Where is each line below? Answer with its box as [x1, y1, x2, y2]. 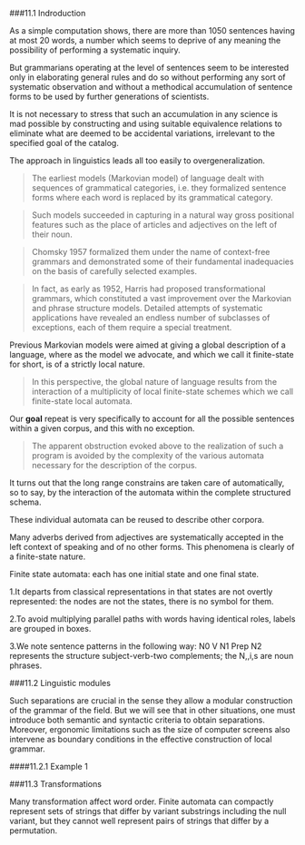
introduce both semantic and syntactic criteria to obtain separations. [9, 714, 265, 725]
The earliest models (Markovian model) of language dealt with [31, 172, 265, 183]
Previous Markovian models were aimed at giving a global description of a [9, 339, 286, 350]
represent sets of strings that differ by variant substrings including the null [9, 806, 287, 816]
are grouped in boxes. [9, 624, 92, 634]
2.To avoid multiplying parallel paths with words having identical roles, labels [9, 614, 296, 624]
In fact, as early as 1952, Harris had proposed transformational [31, 283, 266, 294]
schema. [9, 496, 42, 507]
